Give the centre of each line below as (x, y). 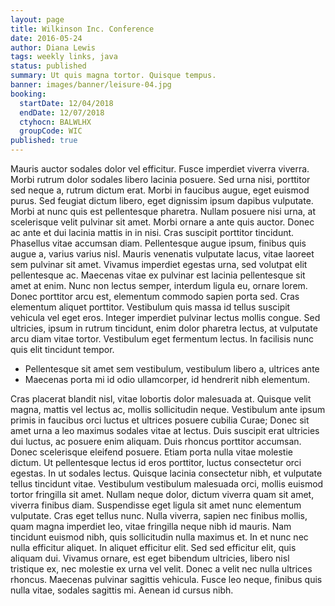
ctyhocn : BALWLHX (55, 122)
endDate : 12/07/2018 (62, 112)
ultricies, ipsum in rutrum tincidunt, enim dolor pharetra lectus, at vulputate (164, 328)
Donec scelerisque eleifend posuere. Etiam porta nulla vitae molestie (151, 452)
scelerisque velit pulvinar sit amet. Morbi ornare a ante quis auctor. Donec (162, 222)
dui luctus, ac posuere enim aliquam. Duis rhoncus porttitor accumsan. (156, 441)
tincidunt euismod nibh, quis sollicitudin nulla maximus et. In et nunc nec (159, 537)
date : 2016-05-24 (46, 38)
